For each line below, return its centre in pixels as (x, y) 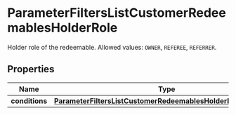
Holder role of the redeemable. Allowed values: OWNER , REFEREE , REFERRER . (112, 47)
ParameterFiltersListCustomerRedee (117, 13)
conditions (29, 101)
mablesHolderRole (63, 28)
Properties (31, 69)
